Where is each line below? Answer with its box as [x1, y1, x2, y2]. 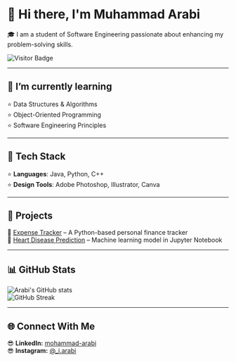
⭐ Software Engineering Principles [7, 121, 107, 129]
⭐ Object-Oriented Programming [7, 110, 102, 119]
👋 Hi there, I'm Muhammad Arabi [7, 6, 200, 22]
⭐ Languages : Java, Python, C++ [7, 169, 104, 178]
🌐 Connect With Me [7, 320, 96, 332]
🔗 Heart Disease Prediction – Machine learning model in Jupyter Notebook [7, 235, 223, 245]
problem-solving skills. [7, 40, 73, 49]
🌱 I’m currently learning [7, 81, 112, 93]
